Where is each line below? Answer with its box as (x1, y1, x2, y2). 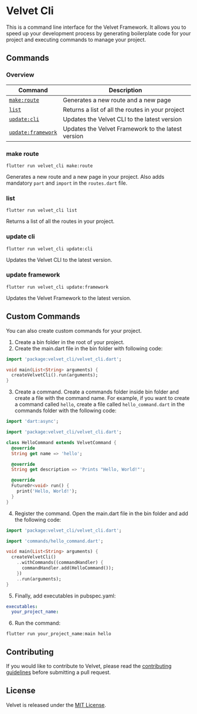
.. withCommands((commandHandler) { (16, 560, 104, 566)
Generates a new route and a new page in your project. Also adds (6, 173, 165, 180)
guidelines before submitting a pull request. (6, 669, 111, 676)
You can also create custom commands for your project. (6, 327, 142, 334)
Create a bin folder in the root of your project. (14, 338, 125, 345)
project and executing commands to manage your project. (6, 36, 147, 43)
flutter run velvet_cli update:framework (6, 284, 109, 290)
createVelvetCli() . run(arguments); (11, 372, 98, 378)
